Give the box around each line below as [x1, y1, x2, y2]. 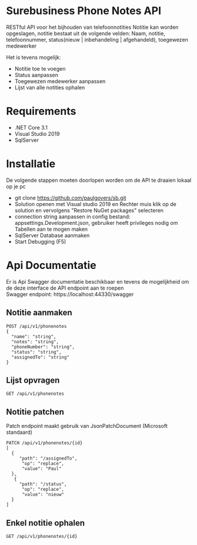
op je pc [6, 182, 26, 190]
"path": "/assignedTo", [19, 456, 78, 461]
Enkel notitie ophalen [6, 518, 85, 528]
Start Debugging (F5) [14, 238, 66, 245]
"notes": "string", [11, 338, 59, 345]
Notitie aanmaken [6, 308, 72, 318]
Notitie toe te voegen [14, 65, 66, 72]
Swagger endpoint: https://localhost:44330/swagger [6, 290, 134, 298]
